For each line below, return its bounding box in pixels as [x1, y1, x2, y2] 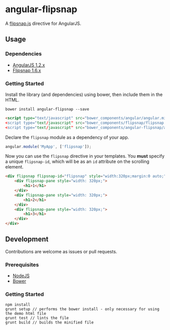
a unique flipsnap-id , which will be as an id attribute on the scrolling [5, 158, 150, 164]
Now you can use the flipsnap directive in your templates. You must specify [5, 153, 165, 159]
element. [5, 164, 24, 170]
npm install [5, 302, 30, 308]
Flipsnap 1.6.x [12, 67, 41, 73]
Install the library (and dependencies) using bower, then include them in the [5, 91, 163, 97]
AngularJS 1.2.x [12, 62, 46, 68]
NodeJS [12, 273, 30, 279]
